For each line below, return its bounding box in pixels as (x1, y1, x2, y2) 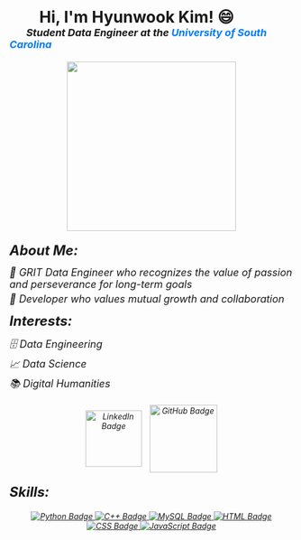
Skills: (9, 483, 50, 500)
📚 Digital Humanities (9, 377, 111, 390)
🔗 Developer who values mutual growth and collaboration (9, 293, 285, 305)
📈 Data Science (9, 358, 87, 370)
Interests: (9, 312, 73, 330)
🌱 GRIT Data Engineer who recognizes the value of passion (9, 266, 293, 279)
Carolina (9, 38, 52, 51)
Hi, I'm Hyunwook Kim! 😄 (39, 7, 234, 27)
